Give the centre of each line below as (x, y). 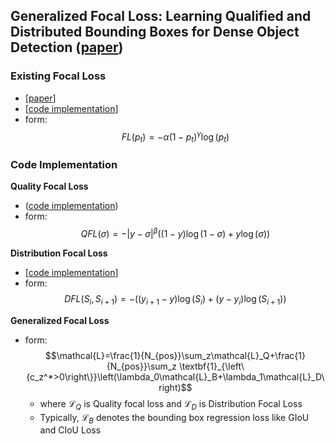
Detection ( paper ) (67, 47)
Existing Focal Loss (58, 76)
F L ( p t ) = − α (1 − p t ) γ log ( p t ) (175, 137)
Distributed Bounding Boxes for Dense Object (155, 32)
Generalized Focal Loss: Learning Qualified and (161, 16)
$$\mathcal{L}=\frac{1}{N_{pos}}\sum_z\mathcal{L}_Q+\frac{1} (175, 355)
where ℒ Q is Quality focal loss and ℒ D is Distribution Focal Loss (171, 404)
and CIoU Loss (70, 430)
